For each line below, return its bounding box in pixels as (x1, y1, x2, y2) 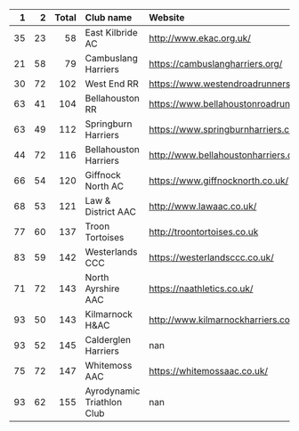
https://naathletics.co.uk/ (148, 282, 254, 295)
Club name (85, 12, 133, 23)
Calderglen (85, 334, 132, 346)
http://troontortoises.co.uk (148, 226, 259, 238)
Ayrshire (85, 282, 120, 295)
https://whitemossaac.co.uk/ (148, 365, 269, 377)
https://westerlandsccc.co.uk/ (148, 251, 274, 264)
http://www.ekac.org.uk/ (148, 32, 252, 44)
